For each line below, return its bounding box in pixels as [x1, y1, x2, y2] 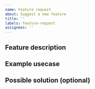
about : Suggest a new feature [5, 12, 67, 17]
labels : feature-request [5, 20, 56, 26]
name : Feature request [5, 7, 51, 12]
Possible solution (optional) [5, 76, 91, 85]
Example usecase [5, 59, 60, 68]
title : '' [5, 16, 25, 21]
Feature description [5, 43, 66, 52]
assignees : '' [5, 25, 34, 30]
